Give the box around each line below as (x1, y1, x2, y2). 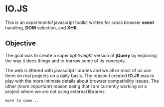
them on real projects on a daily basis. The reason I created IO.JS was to (5, 73, 155, 79)
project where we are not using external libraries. (5, 88, 106, 95)
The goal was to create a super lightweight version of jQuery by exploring (5, 52, 157, 58)
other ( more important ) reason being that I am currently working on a (5, 83, 147, 89)
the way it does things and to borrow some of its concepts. (5, 58, 126, 64)
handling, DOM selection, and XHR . (5, 24, 78, 30)
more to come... (5, 98, 39, 103)
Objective (5, 39, 36, 48)
